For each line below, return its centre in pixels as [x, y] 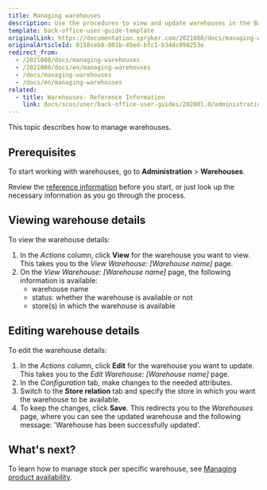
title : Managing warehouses [55, 16]
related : [23, 90]
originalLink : [32, 38]
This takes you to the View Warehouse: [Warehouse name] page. [126, 263]
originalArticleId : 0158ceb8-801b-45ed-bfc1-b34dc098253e [106, 45]
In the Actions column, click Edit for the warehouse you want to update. [137, 365]
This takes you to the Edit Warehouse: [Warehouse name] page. [124, 374]
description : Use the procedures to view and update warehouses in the [129, 23]
